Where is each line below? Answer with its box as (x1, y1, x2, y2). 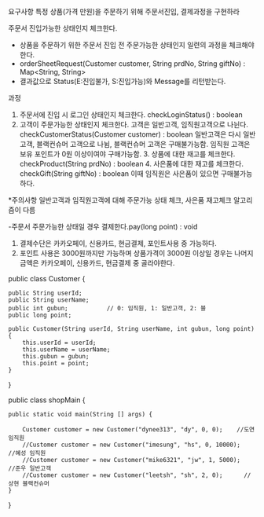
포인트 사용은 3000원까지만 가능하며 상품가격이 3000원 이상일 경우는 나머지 (19, 248, 254, 258)
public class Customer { (8, 274, 86, 283)
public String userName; (8, 296, 90, 304)
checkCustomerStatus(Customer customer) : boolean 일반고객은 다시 (19, 130, 241, 139)
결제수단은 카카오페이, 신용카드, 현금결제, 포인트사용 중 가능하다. (19, 239, 218, 247)
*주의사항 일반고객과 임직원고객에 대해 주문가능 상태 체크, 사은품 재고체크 (8, 196, 232, 204)
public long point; (8, 311, 72, 319)
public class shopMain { (8, 395, 86, 405)
